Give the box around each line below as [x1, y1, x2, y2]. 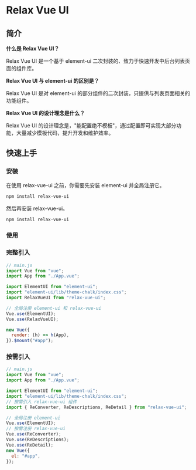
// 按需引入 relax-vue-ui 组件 [6, 398, 77, 405]
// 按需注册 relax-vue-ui [6, 426, 66, 432]
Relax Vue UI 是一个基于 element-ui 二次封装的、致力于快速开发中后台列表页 [6, 58, 190, 65]
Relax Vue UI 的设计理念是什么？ [6, 110, 85, 116]
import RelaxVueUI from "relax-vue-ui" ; [6, 295, 106, 301]
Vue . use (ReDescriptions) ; [6, 437, 69, 443]
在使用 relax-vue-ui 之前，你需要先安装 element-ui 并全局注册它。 [6, 181, 165, 188]
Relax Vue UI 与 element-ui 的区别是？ [6, 77, 99, 84]
